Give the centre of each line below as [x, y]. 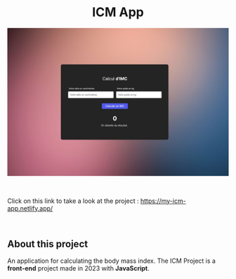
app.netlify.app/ [30, 208]
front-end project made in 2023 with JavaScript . [78, 268]
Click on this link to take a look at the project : [73, 201]
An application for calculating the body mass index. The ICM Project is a [112, 261]
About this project [48, 244]
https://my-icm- [163, 201]
